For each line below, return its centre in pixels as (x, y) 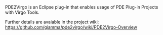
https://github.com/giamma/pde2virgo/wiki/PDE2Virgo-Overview (71, 27)
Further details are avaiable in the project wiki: (52, 22)
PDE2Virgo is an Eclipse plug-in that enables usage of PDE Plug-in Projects (82, 7)
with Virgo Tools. (22, 12)
